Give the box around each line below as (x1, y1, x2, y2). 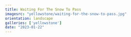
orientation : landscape (5, 16, 53, 21)
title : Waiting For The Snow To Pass (5, 7, 82, 12)
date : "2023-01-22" (5, 25, 45, 30)
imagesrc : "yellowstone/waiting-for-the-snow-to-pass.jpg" (5, 12, 127, 16)
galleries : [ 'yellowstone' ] (5, 20, 62, 25)
